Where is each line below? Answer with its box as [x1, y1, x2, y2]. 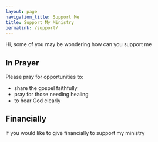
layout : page [5, 8, 38, 15]
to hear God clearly [14, 97, 61, 104]
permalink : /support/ [5, 25, 59, 31]
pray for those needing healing [14, 91, 89, 98]
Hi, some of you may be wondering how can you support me [5, 41, 152, 48]
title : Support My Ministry [5, 19, 75, 25]
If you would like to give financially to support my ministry [5, 129, 145, 136]
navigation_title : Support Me [5, 14, 80, 20]
